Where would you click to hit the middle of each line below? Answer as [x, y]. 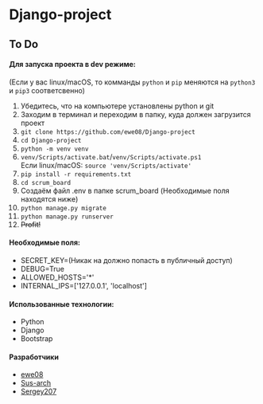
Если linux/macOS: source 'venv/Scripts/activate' [106, 165]
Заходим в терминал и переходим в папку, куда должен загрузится [135, 114]
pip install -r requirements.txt [76, 174]
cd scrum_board [46, 182]
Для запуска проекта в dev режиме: [72, 65]
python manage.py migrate [63, 208]
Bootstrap [37, 339]
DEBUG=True [42, 269]
